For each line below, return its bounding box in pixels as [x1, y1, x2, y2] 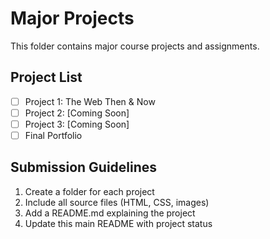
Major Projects [10, 7, 135, 30]
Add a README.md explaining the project [24, 207, 196, 219]
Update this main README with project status [24, 217, 213, 229]
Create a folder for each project [24, 185, 155, 197]
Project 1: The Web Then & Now [24, 95, 156, 107]
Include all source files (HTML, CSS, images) [24, 196, 210, 208]
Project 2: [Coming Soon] [24, 107, 130, 119]
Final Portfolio [24, 129, 83, 141]
